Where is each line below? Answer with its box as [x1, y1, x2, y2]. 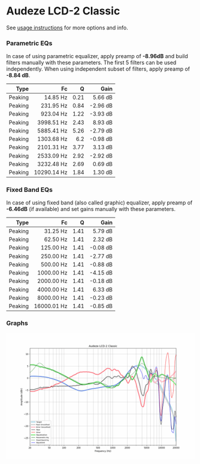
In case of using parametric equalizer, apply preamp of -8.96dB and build [6, 53, 189, 60]
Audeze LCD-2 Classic [6, 4, 120, 18]
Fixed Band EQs [6, 185, 53, 194]
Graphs [6, 319, 28, 327]
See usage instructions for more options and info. [6, 24, 129, 31]
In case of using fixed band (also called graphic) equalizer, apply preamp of [6, 199, 193, 206]
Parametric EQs [6, 39, 53, 47]
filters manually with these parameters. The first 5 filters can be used [6, 59, 177, 67]
